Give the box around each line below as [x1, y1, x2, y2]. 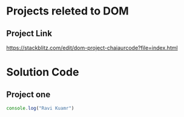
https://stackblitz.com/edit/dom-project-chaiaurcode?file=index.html [6, 44, 178, 51]
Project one [6, 89, 51, 100]
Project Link [6, 28, 53, 39]
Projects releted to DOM [6, 4, 129, 18]
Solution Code [6, 65, 79, 79]
